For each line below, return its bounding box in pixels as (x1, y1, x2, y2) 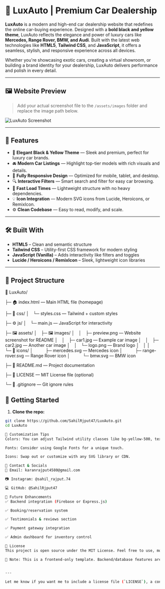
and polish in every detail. (5, 67, 57, 74)
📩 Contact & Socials (5, 463, 48, 468)
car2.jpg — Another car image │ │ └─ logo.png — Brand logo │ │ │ (5, 342, 150, 348)
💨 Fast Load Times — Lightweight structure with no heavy (12, 185, 131, 191)
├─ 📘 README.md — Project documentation (5, 363, 95, 368)
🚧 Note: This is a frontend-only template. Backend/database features (5, 557, 153, 562)
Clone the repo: (12, 409, 45, 414)
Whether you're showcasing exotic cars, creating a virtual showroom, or (5, 57, 151, 63)
